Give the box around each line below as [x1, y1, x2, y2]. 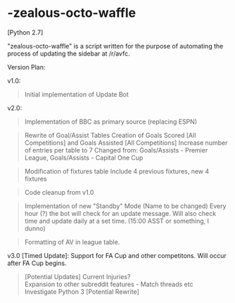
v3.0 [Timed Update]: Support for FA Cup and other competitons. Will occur [7, 251, 227, 259]
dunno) [24, 224, 46, 233]
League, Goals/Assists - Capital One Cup [24, 153, 144, 162]
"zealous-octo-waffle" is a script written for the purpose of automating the [7, 41, 224, 50]
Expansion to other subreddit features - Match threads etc [24, 280, 193, 288]
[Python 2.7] [7, 28, 44, 37]
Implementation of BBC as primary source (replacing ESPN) [24, 117, 198, 126]
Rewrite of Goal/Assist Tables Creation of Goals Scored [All [24, 131, 196, 139]
